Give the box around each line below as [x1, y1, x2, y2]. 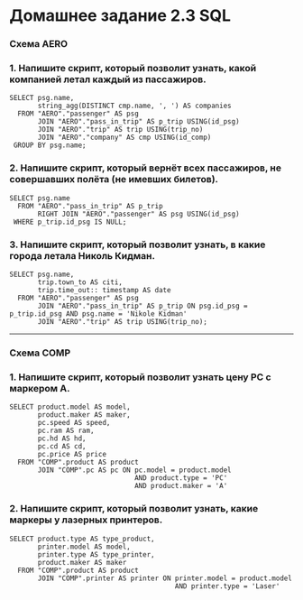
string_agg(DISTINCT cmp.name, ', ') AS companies [37, 101, 232, 111]
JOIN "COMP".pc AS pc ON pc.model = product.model [37, 466, 232, 475]
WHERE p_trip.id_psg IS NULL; [13, 217, 127, 226]
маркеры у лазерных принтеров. [9, 513, 163, 526]
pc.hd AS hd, [37, 434, 87, 443]
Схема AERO [9, 38, 69, 51]
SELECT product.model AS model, [9, 402, 131, 411]
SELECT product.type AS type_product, [9, 534, 155, 543]
